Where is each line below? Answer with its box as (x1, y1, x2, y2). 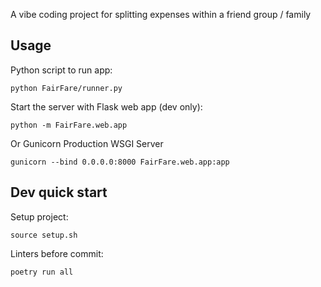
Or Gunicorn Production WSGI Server (10, 137, 164, 149)
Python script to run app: (10, 64, 113, 76)
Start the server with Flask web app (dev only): (10, 100, 203, 113)
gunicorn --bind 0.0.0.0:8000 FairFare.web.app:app (10, 157, 230, 167)
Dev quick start (10, 184, 108, 201)
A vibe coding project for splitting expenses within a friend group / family (10, 9, 312, 20)
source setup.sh (10, 230, 78, 240)
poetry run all (10, 267, 74, 277)
